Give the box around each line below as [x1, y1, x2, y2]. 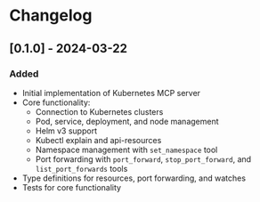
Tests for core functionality [21, 182, 122, 192]
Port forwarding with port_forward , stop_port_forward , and [35, 153, 252, 165]
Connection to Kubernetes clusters [35, 106, 164, 117]
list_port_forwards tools [35, 163, 128, 174]
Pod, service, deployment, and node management [35, 116, 220, 126]
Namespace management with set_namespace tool [35, 144, 218, 155]
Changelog [9, 5, 93, 26]
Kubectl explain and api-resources [35, 134, 162, 145]
